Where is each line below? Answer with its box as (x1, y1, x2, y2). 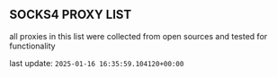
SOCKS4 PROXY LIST (9, 7, 132, 22)
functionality (9, 40, 56, 51)
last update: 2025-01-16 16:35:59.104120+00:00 (9, 57, 184, 68)
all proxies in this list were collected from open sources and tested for (9, 30, 268, 41)
